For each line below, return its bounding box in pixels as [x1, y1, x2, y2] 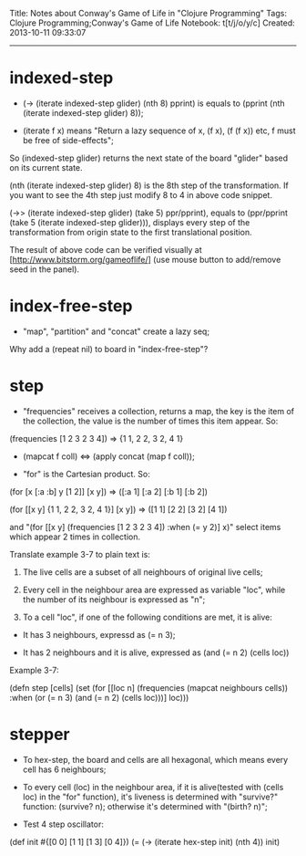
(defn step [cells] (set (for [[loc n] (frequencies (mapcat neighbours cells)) [9, 682, 289, 693]
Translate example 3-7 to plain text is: [9, 548, 150, 559]
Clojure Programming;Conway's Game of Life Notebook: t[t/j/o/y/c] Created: [9, 17, 296, 28]
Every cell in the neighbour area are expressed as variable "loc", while [22, 584, 286, 595]
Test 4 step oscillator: [22, 819, 105, 830]
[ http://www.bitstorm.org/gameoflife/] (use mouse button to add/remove [9, 254, 281, 265]
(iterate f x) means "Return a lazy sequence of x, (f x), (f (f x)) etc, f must [22, 125, 296, 136]
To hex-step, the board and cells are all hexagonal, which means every [22, 754, 289, 765]
